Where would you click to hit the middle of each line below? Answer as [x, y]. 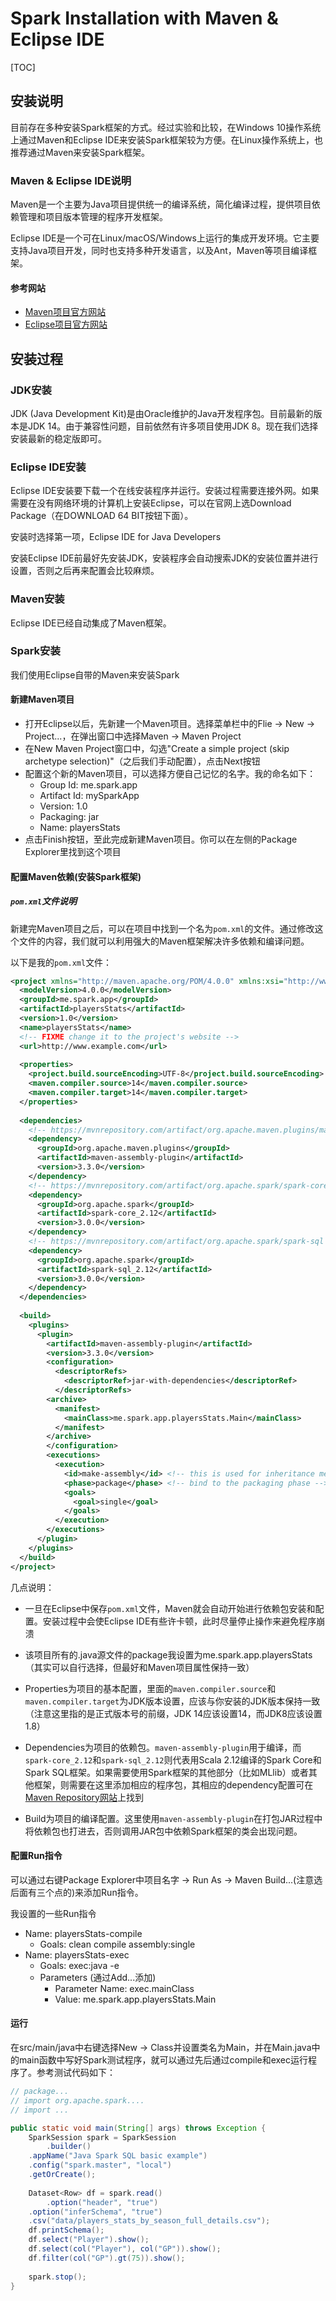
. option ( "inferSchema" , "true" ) [95, 2212]
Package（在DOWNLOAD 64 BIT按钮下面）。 [102, 516]
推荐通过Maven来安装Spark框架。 [80, 152]
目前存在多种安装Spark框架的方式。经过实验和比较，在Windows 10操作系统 [166, 127]
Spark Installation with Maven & [144, 18]
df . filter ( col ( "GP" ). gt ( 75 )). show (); [107, 2258]
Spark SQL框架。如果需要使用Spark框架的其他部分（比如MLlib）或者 [166, 1772]
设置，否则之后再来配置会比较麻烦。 [85, 571]
